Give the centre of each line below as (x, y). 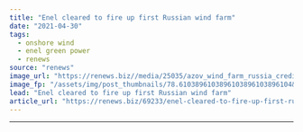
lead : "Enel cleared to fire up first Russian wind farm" (120, 92)
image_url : (30, 76)
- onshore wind (46, 43)
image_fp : (28, 84)
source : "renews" (42, 68)
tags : (19, 34)
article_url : (34, 101)
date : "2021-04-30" (46, 26)
